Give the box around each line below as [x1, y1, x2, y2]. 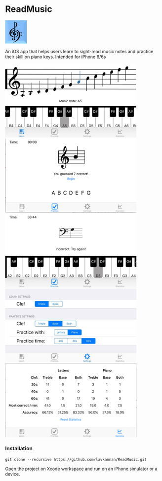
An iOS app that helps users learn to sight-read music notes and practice [5, 48, 154, 54]
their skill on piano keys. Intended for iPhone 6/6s [5, 54, 106, 60]
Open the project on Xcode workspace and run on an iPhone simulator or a [5, 466, 158, 472]
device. [5, 471, 20, 477]
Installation [5, 445, 33, 452]
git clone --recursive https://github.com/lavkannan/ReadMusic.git [5, 457, 147, 462]
